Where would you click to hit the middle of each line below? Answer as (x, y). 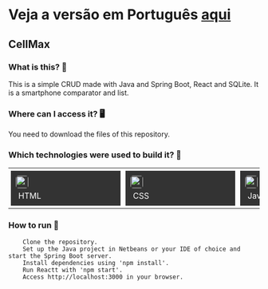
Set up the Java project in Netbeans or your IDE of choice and (132, 249)
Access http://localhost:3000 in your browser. (103, 277)
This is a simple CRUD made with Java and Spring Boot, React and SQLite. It (134, 84)
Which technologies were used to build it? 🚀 (95, 155)
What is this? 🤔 (38, 67)
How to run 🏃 (34, 225)
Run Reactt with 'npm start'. (73, 270)
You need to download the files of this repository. (89, 134)
